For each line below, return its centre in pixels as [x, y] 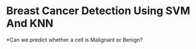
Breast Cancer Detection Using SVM [98, 11]
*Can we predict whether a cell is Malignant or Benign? [74, 40]
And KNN [30, 23]
